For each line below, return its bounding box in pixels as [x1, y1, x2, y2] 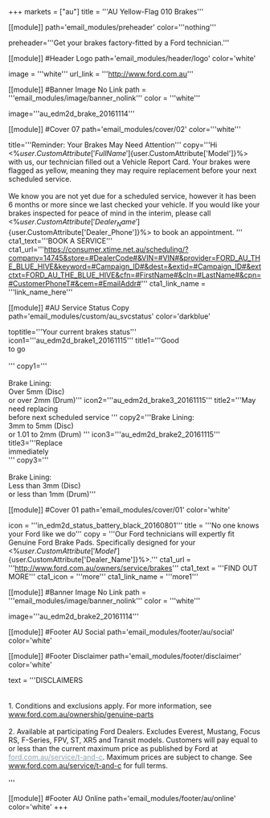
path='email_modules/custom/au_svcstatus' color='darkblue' [8, 311, 211, 321]
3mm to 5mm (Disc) [8, 421, 74, 430]
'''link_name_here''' [8, 287, 73, 297]
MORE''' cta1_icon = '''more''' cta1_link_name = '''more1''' [8, 571, 198, 582]
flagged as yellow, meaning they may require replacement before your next [8, 166, 257, 175]
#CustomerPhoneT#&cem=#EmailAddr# [8, 278, 142, 288]
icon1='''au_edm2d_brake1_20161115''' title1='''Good [8, 335, 179, 345]
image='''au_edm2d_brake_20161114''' [8, 109, 135, 118]
